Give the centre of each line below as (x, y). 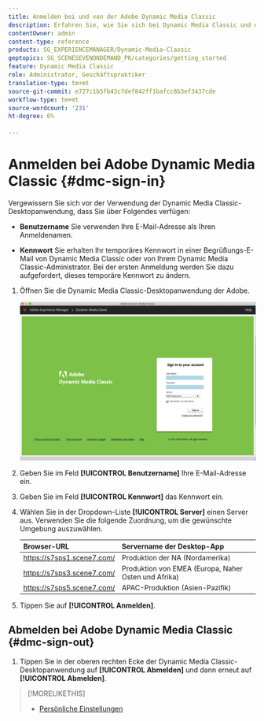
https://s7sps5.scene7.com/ (69, 588)
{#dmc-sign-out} (51, 643)
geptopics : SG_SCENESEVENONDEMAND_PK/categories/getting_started (117, 58)
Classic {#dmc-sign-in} (87, 181)
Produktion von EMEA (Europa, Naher (182, 569)
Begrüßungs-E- (228, 250)
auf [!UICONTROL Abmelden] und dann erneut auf (169, 670)
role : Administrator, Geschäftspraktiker (77, 75)
